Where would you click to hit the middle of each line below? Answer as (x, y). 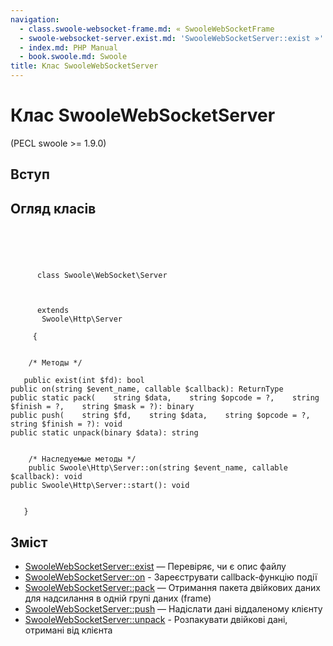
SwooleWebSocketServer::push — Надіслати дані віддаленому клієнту (173, 608)
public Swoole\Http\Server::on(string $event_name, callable (158, 468)
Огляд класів (53, 208)
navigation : (35, 19)
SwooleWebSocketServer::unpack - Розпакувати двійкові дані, (156, 619)
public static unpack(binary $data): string (104, 433)
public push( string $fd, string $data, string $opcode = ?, (160, 416)
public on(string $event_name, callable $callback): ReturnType (147, 389)
